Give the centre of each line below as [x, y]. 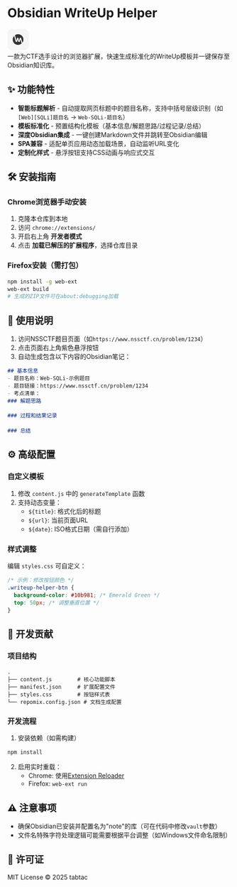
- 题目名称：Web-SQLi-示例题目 [49, 379]
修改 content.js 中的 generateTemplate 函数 [81, 493]
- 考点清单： [24, 393]
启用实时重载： [39, 767]
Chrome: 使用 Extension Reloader [76, 776]
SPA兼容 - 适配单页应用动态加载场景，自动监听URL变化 [98, 143]
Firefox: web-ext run [57, 784]
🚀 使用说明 [30, 320]
